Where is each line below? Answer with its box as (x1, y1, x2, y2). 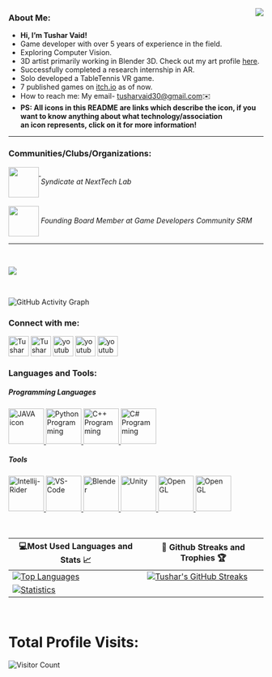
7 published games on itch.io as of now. (19, 82, 153, 92)
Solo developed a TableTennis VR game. (19, 74, 155, 83)
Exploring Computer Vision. (19, 48, 112, 57)
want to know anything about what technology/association (19, 112, 223, 121)
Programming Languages (8, 387, 97, 397)
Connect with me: (8, 317, 80, 328)
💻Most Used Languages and (19, 540, 134, 551)
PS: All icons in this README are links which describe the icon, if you (19, 103, 257, 113)
